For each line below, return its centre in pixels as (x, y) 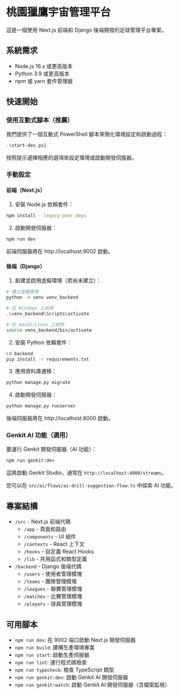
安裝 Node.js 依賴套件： (44, 204)
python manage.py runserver (41, 406)
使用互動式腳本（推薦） (40, 120)
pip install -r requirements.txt (48, 359)
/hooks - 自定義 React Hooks (59, 552)
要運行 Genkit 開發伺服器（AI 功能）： (52, 449)
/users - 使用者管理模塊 (53, 574)
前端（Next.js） (26, 190)
